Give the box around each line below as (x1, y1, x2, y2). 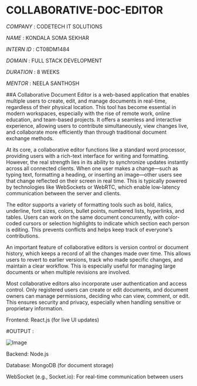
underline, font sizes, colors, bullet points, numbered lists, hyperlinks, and (6, 207, 185, 214)
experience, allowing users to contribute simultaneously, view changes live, (6, 122, 189, 129)
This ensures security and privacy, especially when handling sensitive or (6, 299, 182, 306)
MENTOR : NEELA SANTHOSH (6, 80, 80, 87)
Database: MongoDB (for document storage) (6, 361, 114, 368)
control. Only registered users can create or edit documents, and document (6, 286, 189, 293)
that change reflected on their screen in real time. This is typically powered (6, 177, 187, 184)
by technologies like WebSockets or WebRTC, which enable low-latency (6, 183, 180, 191)
